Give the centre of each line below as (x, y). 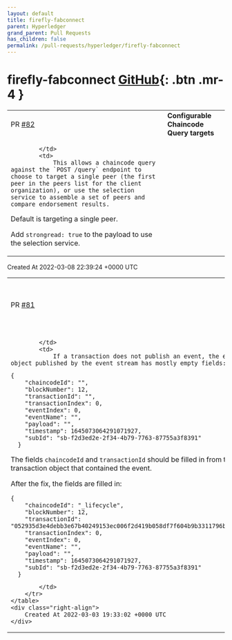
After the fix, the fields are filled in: (66, 483)
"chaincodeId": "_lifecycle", (74, 505)
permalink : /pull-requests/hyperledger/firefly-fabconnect (94, 46)
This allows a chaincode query (104, 162)
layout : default (30, 13)
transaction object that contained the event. (81, 468)
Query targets (191, 133)
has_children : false (37, 39)
